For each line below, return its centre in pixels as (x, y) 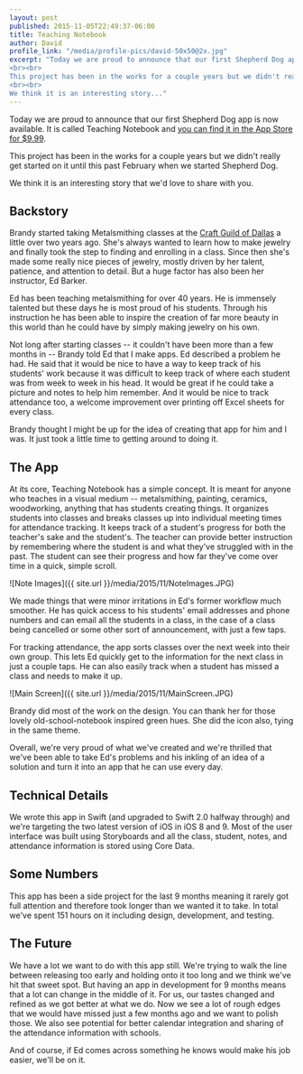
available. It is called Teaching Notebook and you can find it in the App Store (151, 128)
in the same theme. (45, 730)
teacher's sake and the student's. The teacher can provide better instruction (151, 537)
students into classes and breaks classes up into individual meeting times (146, 518)
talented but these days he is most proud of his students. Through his (138, 308)
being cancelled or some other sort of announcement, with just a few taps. (148, 630)
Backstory (39, 211)
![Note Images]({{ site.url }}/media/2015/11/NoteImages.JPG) (122, 584)
